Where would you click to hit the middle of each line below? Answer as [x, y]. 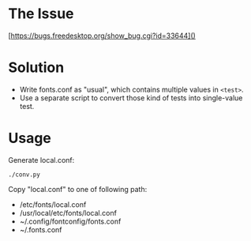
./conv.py [24, 175]
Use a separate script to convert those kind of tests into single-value [131, 98]
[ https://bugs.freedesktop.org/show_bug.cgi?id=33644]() [102, 36]
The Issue [41, 14]
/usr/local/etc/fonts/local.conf [68, 213]
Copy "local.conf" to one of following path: [78, 189]
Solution [36, 68]
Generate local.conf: [41, 160]
